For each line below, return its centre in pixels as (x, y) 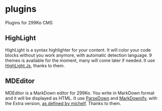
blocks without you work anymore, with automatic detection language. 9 (79, 55)
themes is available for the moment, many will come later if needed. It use (80, 60)
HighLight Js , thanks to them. (35, 65)
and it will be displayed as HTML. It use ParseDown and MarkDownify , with (81, 98)
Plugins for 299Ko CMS (29, 23)
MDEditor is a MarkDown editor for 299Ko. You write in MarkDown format (80, 93)
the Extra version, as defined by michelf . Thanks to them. (63, 103)
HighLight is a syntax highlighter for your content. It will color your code (78, 50)
